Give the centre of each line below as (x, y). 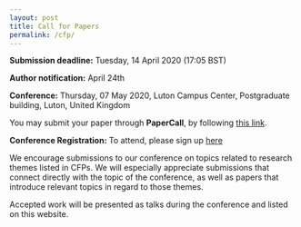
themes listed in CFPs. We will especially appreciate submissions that (140, 168)
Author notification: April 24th (67, 78)
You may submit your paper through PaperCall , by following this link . (138, 123)
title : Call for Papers (55, 26)
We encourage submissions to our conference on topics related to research (151, 158)
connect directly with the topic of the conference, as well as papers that (144, 177)
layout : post (34, 18)
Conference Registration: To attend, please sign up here (116, 141)
